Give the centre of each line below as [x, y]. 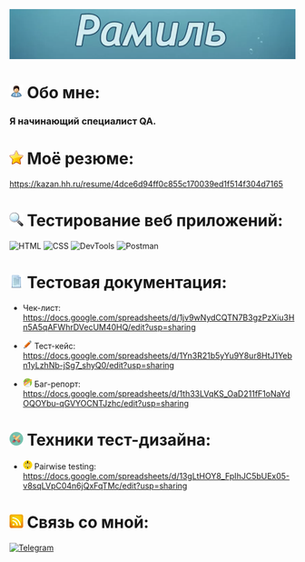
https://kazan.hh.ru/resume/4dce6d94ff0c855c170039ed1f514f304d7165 [147, 184]
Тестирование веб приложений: [155, 221]
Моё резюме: [80, 159]
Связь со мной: [88, 522]
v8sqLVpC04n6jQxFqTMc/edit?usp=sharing [105, 486]
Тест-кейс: [54, 346]
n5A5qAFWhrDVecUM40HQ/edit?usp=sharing [109, 326]
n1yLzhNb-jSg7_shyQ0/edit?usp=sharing [98, 365]
